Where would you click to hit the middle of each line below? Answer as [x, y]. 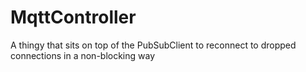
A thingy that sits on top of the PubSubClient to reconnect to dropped [153, 45]
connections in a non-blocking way [83, 55]
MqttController [73, 17]
